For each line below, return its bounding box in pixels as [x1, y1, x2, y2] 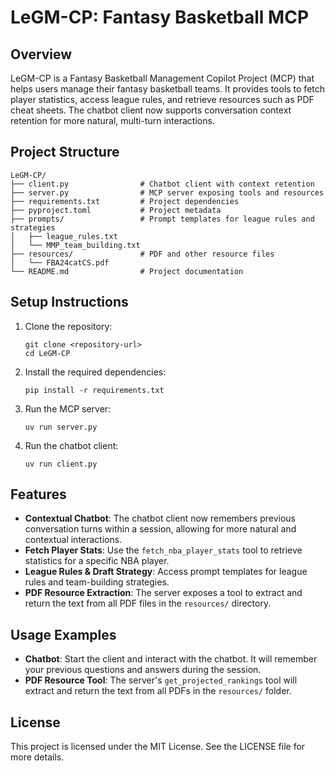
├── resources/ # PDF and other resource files [10, 249, 275, 259]
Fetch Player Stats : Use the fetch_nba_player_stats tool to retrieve [24, 544, 303, 556]
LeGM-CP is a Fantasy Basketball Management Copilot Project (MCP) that [10, 72, 315, 84]
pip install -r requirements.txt [24, 385, 165, 395]
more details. [10, 751, 65, 763]
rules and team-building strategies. [24, 576, 170, 588]
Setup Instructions [10, 294, 129, 311]
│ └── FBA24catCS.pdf [10, 257, 110, 268]
